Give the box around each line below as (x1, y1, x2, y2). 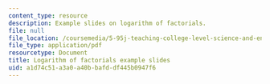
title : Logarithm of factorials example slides (8, 57, 171, 65)
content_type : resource (8, 11, 88, 20)
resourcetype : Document (8, 49, 88, 57)
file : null (8, 26, 45, 34)
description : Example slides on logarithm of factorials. (8, 19, 207, 27)
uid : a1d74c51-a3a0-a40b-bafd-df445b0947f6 (8, 64, 157, 72)
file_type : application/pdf (8, 42, 103, 50)
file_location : (8, 34, 59, 42)
